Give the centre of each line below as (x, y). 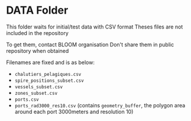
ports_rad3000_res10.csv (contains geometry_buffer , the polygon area (100, 105)
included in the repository (38, 33)
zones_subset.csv (36, 93)
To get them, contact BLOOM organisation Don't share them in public (90, 44)
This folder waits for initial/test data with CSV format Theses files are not (95, 27)
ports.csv (27, 99)
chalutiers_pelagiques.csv (48, 74)
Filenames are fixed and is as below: (50, 62)
